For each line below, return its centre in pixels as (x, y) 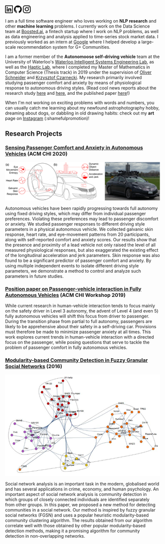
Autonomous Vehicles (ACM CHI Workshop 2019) (66, 295)
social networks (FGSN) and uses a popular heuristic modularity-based (77, 515)
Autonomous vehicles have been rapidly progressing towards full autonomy (82, 208)
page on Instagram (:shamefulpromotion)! (47, 118)
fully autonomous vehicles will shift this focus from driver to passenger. (77, 316)
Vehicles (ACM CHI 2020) (36, 154)
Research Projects (34, 134)
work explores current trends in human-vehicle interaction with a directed (80, 337)
